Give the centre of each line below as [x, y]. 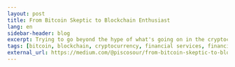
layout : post [26, 14]
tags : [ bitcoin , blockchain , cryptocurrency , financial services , [106, 46]
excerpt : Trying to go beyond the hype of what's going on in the [106, 40]
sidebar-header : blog [39, 33]
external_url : [28, 53]
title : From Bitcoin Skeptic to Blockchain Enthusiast [89, 20]
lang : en [20, 27]
